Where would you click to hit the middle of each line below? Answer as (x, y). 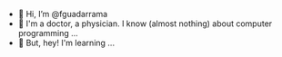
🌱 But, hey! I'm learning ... (66, 43)
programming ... (48, 33)
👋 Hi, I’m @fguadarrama (63, 14)
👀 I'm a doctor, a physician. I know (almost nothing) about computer (145, 24)
